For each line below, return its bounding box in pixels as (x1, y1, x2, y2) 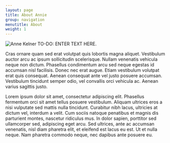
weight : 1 (5, 27, 27, 32)
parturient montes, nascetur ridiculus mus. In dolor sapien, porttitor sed (5, 115, 157, 121)
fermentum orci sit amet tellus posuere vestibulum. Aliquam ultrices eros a (5, 99, 163, 105)
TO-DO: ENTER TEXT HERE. (37, 41, 97, 47)
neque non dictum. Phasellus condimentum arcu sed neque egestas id (5, 62, 155, 68)
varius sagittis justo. (5, 83, 48, 90)
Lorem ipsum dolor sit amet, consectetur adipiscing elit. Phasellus (5, 94, 145, 100)
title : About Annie (5, 12, 47, 17)
